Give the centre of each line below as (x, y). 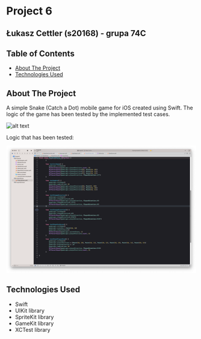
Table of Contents (41, 53)
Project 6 (29, 11)
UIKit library (30, 310)
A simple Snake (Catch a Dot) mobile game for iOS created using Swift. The (100, 108)
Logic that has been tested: (40, 138)
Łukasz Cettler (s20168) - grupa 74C (76, 33)
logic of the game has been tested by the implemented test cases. (88, 114)
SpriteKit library (34, 317)
